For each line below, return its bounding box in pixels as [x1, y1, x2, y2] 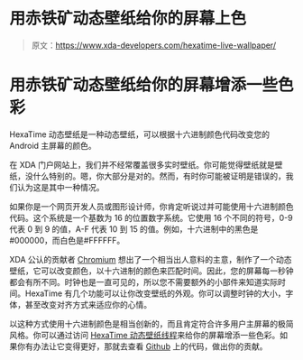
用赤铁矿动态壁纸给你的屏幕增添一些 [9, 75, 279, 96]
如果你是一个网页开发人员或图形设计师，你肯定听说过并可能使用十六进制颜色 [9, 200, 294, 212]
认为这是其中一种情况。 [16, 181, 105, 192]
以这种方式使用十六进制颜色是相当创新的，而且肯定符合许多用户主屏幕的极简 [9, 318, 294, 329]
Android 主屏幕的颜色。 [9, 140, 96, 151]
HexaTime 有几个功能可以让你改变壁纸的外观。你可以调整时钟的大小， [24, 288, 286, 299]
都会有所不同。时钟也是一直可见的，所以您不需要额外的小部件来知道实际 [9, 276, 278, 287]
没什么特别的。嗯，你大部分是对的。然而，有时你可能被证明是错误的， [24, 171, 286, 181]
